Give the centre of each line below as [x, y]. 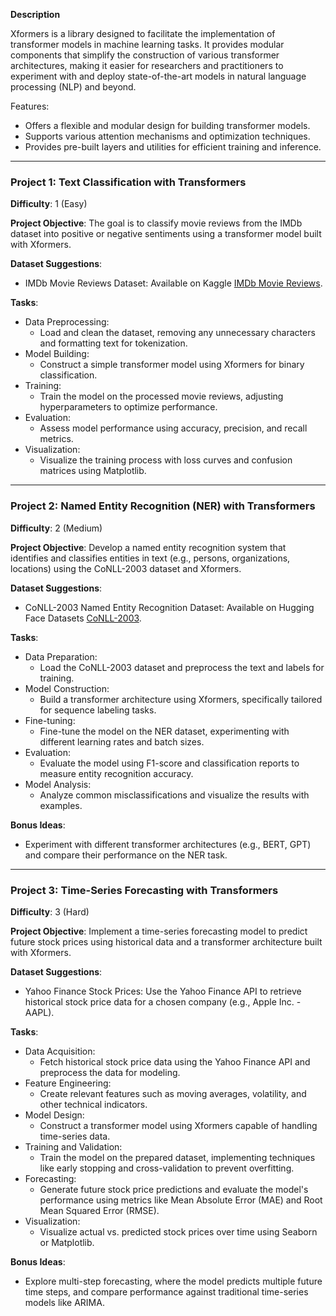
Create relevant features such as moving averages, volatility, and [173, 1093]
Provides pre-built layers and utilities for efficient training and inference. [173, 147]
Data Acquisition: [60, 1051]
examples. [61, 805]
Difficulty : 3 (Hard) [50, 911]
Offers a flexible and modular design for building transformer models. [167, 125]
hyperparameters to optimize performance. [128, 407]
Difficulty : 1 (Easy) [49, 204]
